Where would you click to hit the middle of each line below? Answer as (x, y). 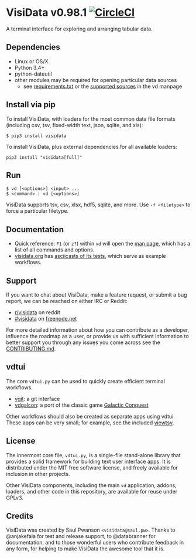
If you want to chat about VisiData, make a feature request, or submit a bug (97, 295)
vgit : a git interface (37, 399)
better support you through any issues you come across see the (83, 342)
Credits (20, 516)
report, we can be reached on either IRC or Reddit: (67, 301)
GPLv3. (15, 498)
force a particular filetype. (37, 211)
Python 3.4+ (30, 67)
